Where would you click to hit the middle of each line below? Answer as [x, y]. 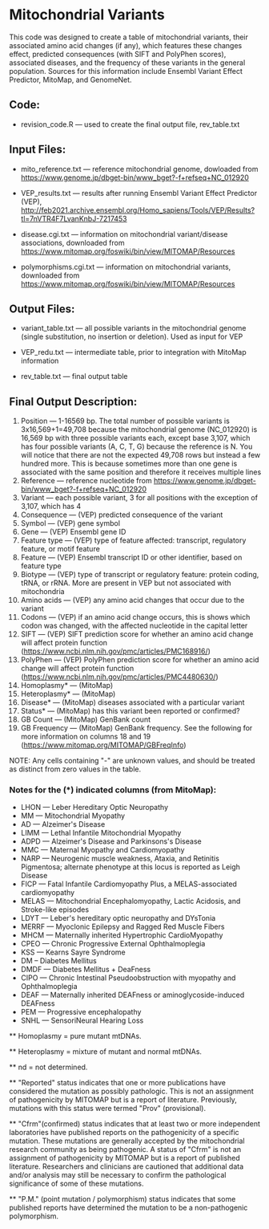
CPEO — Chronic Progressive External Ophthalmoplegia [113, 944]
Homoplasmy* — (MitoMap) [67, 686]
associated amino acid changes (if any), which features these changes [126, 45]
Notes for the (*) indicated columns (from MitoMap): [113, 790]
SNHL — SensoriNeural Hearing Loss [82, 1020]
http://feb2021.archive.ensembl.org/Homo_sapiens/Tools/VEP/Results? [138, 210]
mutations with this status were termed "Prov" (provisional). [108, 1109]
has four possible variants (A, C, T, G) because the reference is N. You [137, 446]
